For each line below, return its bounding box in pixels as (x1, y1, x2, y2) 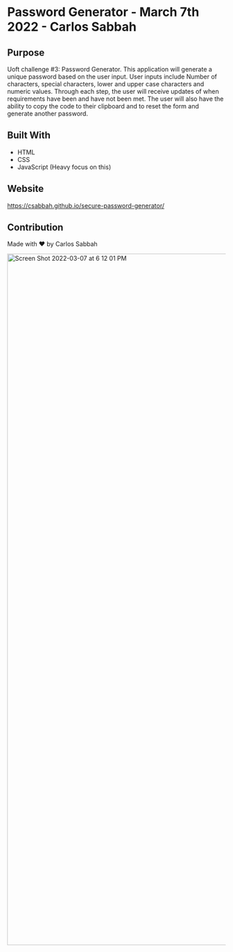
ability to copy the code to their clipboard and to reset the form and (7, 102, 200, 110)
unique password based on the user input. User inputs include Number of (7, 72, 217, 81)
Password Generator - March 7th (7, 4, 200, 20)
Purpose (7, 47, 45, 58)
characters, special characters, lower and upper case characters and (7, 80, 205, 88)
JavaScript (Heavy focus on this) (17, 163, 112, 171)
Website (7, 183, 44, 195)
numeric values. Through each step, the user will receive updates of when (7, 88, 220, 95)
